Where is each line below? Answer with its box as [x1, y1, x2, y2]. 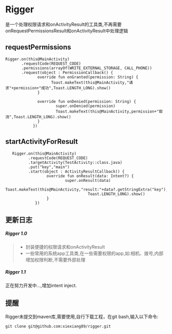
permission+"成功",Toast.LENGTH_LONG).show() [13, 85, 111, 90]
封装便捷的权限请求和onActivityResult [25, 244, 105, 250]
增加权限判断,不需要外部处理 [25, 256, 85, 263]
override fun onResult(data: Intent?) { [46, 173, 134, 178]
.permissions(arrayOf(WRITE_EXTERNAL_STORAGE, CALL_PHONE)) [21, 65, 153, 70]
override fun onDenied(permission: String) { [37, 99, 137, 104]
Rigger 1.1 [5, 269, 26, 275]
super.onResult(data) [64, 178, 111, 183]
